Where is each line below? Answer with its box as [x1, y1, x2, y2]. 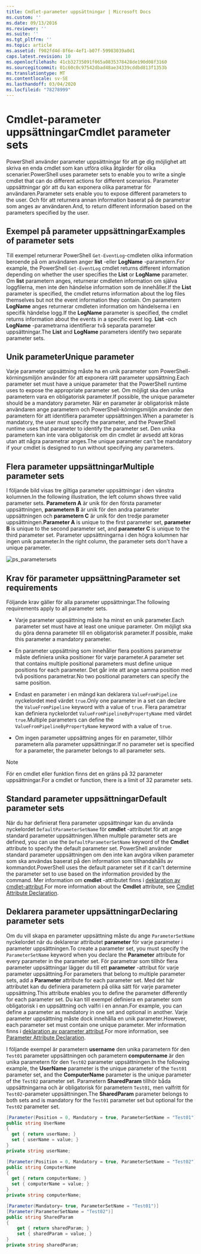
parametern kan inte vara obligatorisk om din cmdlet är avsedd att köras [6, 431, 184, 438]
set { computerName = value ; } [11, 1181, 90, 1187]
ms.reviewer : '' [6, 25, 47, 32]
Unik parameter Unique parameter [6, 352, 135, 362]
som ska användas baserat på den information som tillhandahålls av [6, 857, 173, 864]
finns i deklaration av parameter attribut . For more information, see [6, 1027, 169, 1035]
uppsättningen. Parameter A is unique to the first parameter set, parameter [6, 519, 191, 526]
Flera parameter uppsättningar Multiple [6, 461, 154, 471]
